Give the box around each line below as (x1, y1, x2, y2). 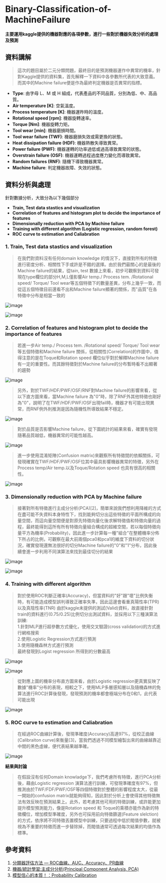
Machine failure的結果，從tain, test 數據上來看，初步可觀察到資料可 (17, 267, 155, 273)
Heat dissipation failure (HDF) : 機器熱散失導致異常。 (12, 140, 121, 146)
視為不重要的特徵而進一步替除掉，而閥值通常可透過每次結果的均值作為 (17, 823, 161, 829)
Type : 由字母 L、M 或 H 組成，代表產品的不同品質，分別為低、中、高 (12, 90, 153, 96)
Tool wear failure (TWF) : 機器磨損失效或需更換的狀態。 (12, 133, 125, 139)
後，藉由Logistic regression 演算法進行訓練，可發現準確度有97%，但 (17, 780, 159, 786)
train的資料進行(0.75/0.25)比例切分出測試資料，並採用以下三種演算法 (17, 611, 158, 617)
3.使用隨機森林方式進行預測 (17, 642, 74, 648)
